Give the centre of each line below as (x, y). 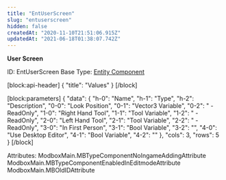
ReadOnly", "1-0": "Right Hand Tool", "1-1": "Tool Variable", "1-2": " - (103, 113)
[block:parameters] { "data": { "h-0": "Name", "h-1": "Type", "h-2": (100, 99)
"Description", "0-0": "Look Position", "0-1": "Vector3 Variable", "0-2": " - (110, 106)
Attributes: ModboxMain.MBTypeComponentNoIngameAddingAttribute (107, 156)
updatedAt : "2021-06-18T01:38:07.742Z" (64, 39)
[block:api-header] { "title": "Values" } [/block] (72, 85)
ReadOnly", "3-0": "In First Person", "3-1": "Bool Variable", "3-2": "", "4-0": (112, 128)
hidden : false (27, 26)
